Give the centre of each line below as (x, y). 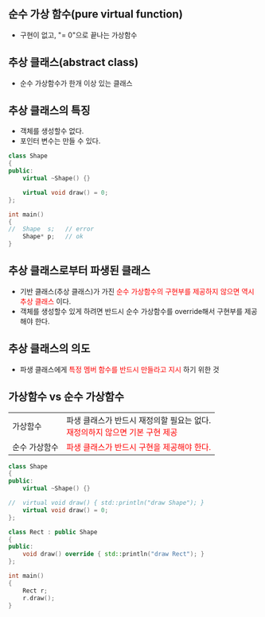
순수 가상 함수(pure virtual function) (95, 14)
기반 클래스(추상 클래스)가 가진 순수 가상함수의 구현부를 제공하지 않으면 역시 (137, 291)
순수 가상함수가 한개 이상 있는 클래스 (76, 83)
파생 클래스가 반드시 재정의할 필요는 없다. (139, 420)
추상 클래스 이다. (45, 301)
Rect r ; (35, 591)
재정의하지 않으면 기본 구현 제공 (122, 432)
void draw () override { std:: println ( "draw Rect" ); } (113, 554)
